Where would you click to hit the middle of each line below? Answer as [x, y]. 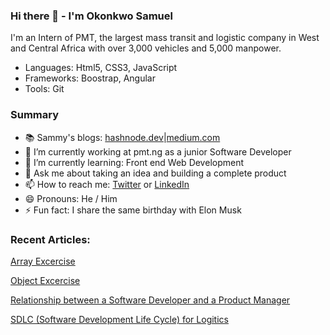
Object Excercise [45, 280]
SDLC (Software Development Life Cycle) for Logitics [119, 319]
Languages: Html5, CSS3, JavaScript [101, 68]
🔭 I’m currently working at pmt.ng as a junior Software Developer [158, 151]
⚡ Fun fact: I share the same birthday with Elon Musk [133, 210]
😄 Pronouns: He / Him [71, 198]
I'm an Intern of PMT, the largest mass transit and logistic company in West [165, 38]
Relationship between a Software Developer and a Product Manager [150, 300]
